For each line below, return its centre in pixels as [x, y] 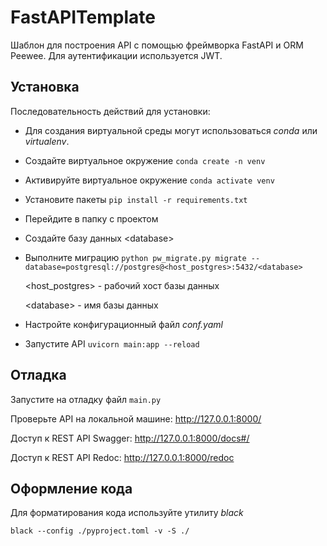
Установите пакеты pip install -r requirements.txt [136, 199]
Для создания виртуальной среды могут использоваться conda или [171, 130]
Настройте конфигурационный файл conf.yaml [123, 324]
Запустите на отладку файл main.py [86, 399]
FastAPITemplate [83, 17]
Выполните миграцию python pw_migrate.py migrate [135, 257]
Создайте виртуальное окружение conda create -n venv [145, 160]
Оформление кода [71, 488]
